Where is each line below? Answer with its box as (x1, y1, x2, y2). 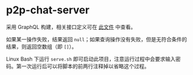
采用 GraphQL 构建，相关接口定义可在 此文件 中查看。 (6, 23, 136, 30)
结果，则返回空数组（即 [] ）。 (6, 43, 77, 50)
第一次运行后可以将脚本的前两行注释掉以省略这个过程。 (16, 62, 150, 70)
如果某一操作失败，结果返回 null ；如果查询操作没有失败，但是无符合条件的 (6, 35, 187, 42)
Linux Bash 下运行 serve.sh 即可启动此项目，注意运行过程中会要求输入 (6, 55, 176, 62)
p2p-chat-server (6, 3, 89, 17)
